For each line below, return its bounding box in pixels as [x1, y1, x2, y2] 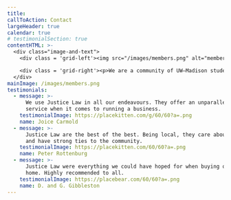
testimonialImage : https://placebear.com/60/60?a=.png [19, 176, 180, 183]
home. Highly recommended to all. [25, 169, 125, 176]
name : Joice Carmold [19, 118, 78, 125]
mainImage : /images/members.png [7, 80, 100, 87]
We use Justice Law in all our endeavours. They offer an [25, 99, 195, 107]
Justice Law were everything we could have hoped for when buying [25, 163, 220, 170]
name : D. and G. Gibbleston [19, 182, 100, 189]
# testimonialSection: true [7, 36, 88, 43]
